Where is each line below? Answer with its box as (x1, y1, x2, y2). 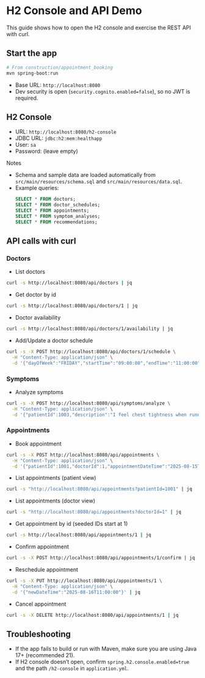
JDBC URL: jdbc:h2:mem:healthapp (15, 135, 103, 142)
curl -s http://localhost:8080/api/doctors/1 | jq (6, 303, 138, 309)
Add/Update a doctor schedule (15, 337, 93, 344)
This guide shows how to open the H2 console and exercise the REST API (6, 24, 191, 31)
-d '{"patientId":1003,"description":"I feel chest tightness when (12, 411, 187, 418)
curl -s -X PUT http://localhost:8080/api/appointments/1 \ (6, 578, 163, 584)
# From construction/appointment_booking (6, 64, 113, 70)
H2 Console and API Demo (6, 4, 142, 18)
